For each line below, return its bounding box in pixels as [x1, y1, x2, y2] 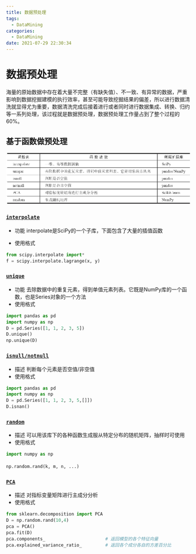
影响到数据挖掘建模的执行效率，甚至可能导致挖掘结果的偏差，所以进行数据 [6, 95, 185, 102]
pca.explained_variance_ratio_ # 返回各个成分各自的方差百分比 [6, 542, 171, 548]
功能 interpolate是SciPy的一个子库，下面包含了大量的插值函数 [14, 227, 163, 234]
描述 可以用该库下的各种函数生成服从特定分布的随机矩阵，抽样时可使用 [14, 432, 185, 439]
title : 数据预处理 [6, 9, 47, 15]
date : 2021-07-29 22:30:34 [6, 40, 72, 46]
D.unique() [6, 331, 33, 338]
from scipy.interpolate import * [6, 252, 85, 257]
